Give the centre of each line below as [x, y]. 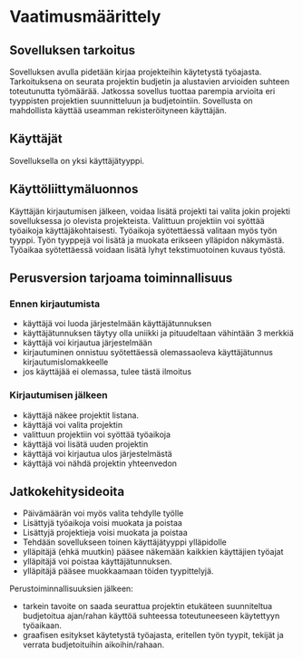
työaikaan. [42, 625]
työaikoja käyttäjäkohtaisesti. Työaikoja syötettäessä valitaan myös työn [143, 230]
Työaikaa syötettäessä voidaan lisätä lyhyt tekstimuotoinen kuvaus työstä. [147, 249]
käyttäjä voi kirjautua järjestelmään [87, 343]
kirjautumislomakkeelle [65, 362]
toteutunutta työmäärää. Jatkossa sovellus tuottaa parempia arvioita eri [142, 91]
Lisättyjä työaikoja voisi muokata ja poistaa [103, 523]
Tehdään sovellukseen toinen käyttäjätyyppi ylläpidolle [124, 542]
